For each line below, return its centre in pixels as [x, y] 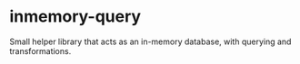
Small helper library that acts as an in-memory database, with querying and [150, 41]
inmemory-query [75, 17]
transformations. [40, 50]
